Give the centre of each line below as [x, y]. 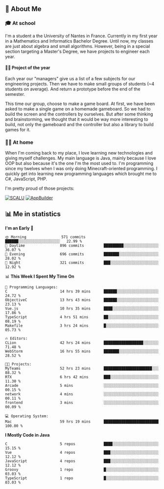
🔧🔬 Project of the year [28, 68]
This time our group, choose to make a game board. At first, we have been [80, 104]
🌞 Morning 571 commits [45, 237]
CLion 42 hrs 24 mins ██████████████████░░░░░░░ [82, 343]
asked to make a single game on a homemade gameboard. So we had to [78, 109]
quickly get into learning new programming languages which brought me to [81, 174]
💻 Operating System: [27, 416]
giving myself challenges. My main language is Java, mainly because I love [81, 158]
